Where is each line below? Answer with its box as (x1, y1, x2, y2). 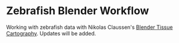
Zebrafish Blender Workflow (6, 4, 149, 18)
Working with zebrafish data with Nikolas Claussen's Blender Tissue (6, 24, 173, 31)
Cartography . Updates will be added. (6, 29, 96, 37)
